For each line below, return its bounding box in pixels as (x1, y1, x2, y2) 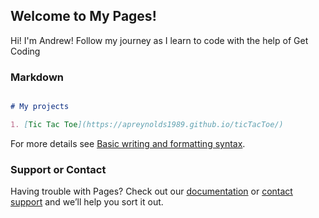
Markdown (10, 70, 64, 84)
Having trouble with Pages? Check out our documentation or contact (10, 185, 293, 198)
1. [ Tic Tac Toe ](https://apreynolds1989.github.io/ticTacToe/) (10, 119, 284, 129)
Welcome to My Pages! (10, 8, 157, 25)
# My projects (10, 102, 70, 112)
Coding (10, 45, 41, 57)
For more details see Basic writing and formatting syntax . (10, 137, 246, 149)
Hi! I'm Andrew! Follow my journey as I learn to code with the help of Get (10, 34, 309, 46)
